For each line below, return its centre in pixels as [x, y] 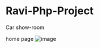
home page [20, 39]
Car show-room [25, 27]
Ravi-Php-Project [50, 11]
